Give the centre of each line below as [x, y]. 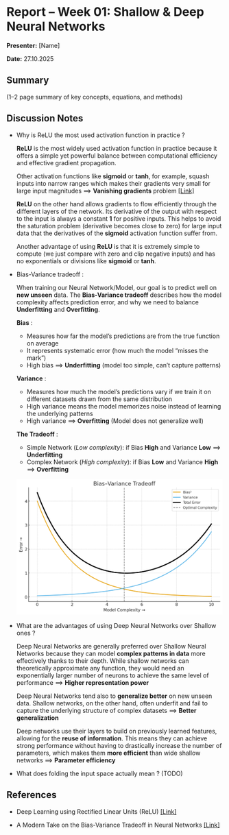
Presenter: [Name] [33, 45]
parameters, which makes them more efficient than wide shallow [108, 753]
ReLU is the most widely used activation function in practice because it [117, 148]
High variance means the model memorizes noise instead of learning [124, 406]
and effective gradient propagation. [67, 162]
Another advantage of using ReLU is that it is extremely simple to [108, 246]
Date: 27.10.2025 [30, 58]
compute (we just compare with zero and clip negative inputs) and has [116, 254]
